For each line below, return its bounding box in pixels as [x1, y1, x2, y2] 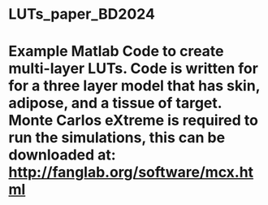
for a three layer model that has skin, [8, 76, 261, 95]
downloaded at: [8, 146, 116, 164]
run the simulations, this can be [8, 129, 226, 147]
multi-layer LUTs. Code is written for [8, 59, 258, 78]
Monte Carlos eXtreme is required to [8, 111, 258, 130]
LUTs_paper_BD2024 [8, 5, 156, 24]
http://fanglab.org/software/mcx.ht [8, 164, 254, 181]
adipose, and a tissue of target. [8, 94, 223, 112]
